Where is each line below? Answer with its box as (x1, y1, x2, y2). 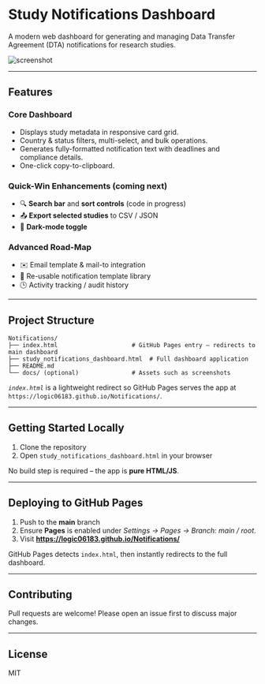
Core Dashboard (8, 109, 73, 120)
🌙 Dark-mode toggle (19, 222, 88, 231)
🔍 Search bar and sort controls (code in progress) (19, 199, 187, 208)
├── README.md (8, 362, 55, 370)
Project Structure (8, 313, 95, 327)
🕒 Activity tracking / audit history (19, 280, 129, 290)
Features (8, 85, 53, 99)
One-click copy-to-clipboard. (19, 160, 115, 170)
